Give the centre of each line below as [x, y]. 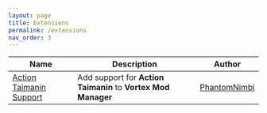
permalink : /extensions [48, 30]
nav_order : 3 [30, 38]
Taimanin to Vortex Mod [124, 88]
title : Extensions [39, 23]
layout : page [30, 15]
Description [135, 64]
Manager [95, 97]
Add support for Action [121, 77]
